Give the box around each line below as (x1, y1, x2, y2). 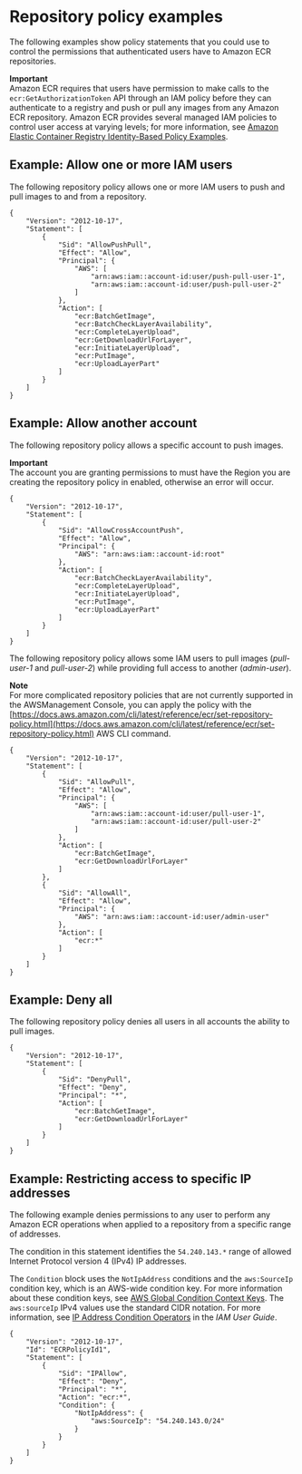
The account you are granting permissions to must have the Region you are (9, 467, 291, 478)
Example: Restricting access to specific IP (9, 1171, 252, 1187)
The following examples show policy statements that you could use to (9, 36, 270, 47)
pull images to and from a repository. (9, 190, 147, 201)
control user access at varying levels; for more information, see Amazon (9, 121, 279, 132)
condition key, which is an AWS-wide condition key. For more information (9, 1283, 283, 1294)
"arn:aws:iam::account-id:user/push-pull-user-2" (90, 279, 282, 289)
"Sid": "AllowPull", (57, 777, 136, 786)
